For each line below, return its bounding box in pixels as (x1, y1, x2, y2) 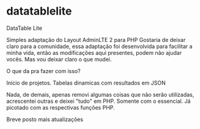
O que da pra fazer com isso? (6, 67, 81, 74)
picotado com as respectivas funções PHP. (6, 103, 115, 111)
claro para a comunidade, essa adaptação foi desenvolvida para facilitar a (6, 43, 193, 50)
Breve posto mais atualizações (6, 116, 84, 123)
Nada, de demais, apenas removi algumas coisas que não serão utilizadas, (6, 91, 194, 98)
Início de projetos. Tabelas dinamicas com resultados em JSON (6, 79, 166, 86)
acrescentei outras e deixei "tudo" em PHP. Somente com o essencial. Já (6, 97, 191, 105)
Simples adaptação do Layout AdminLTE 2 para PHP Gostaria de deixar (6, 36, 186, 43)
